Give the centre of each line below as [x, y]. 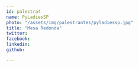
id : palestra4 [24, 11]
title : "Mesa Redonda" [34, 28]
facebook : [18, 39]
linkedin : [18, 45]
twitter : [17, 33]
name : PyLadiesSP [28, 17]
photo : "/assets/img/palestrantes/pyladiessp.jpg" [70, 22]
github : [16, 50]
